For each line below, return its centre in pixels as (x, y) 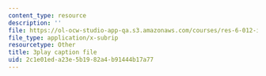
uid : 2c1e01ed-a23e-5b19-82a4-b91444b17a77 (81, 60)
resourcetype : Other (42, 45)
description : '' (35, 23)
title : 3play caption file (53, 52)
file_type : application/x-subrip (63, 38)
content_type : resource (47, 15)
